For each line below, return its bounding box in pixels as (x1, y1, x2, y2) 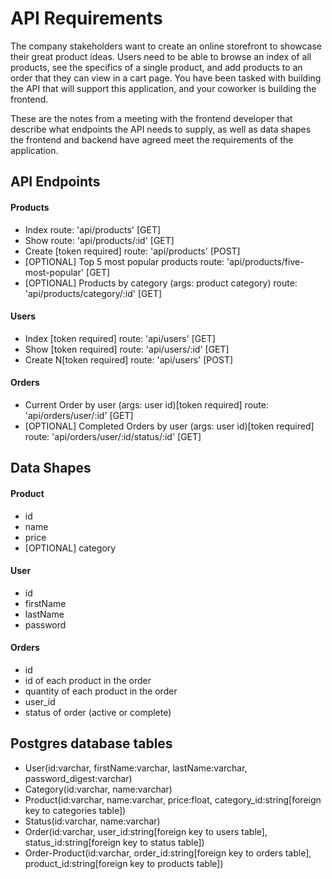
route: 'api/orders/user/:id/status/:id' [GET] (24, 430, 202, 442)
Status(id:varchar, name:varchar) (24, 815, 161, 827)
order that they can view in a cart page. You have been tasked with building (10, 72, 322, 84)
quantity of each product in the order (24, 685, 178, 697)
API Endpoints (10, 173, 101, 191)
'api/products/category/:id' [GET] (24, 287, 163, 299)
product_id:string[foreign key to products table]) (24, 857, 224, 869)
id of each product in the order (24, 674, 152, 686)
